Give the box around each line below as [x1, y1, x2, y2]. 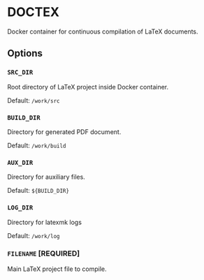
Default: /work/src [7, 96, 60, 105]
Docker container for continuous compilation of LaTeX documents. [7, 27, 198, 36]
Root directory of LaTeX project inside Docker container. [7, 82, 169, 91]
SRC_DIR [7, 68, 34, 77]
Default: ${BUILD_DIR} [7, 186, 70, 195]
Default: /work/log [7, 231, 60, 240]
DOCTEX [7, 4, 59, 20]
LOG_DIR [7, 204, 34, 212]
